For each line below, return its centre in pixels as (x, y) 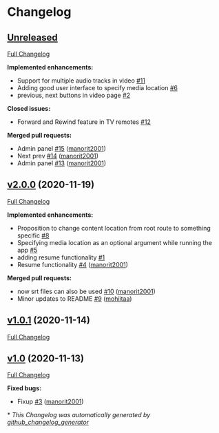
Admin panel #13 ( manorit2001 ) (62, 163)
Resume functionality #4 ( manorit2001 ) (73, 264)
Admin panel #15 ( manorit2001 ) (62, 148)
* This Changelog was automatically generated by (79, 415)
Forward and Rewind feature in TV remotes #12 (84, 122)
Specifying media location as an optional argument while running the (114, 242)
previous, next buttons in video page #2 (74, 95)
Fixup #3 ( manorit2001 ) (50, 402)
